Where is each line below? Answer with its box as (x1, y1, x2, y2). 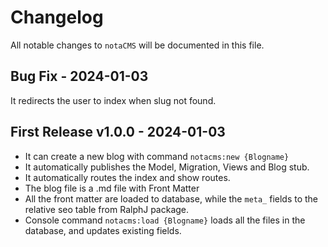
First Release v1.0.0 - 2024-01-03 (10, 124, 226, 141)
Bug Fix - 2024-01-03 (10, 68, 149, 85)
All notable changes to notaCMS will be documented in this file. (10, 39, 265, 51)
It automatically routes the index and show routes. (24, 171, 231, 183)
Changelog (10, 6, 104, 29)
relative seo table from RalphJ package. (24, 203, 190, 215)
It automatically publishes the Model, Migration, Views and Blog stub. (24, 161, 310, 173)
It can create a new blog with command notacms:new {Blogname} (24, 150, 290, 162)
